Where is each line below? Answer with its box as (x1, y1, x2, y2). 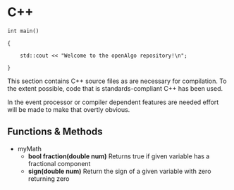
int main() (7, 27, 39, 34)
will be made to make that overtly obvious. (7, 105, 130, 113)
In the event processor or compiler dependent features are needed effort (7, 98, 219, 106)
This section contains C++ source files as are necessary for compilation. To (7, 77, 227, 85)
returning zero (27, 174, 70, 183)
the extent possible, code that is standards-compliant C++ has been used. (7, 84, 223, 92)
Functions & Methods (7, 126, 104, 138)
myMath (17, 144, 42, 153)
